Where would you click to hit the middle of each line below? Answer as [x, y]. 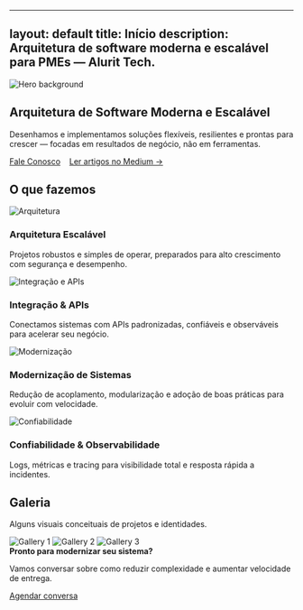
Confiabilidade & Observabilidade [85, 445]
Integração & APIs [50, 305]
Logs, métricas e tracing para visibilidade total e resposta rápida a [132, 465]
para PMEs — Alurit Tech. [83, 63]
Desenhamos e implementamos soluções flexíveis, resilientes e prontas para [151, 134]
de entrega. [31, 578]
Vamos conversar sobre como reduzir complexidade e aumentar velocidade [150, 568]
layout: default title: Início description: [119, 34]
